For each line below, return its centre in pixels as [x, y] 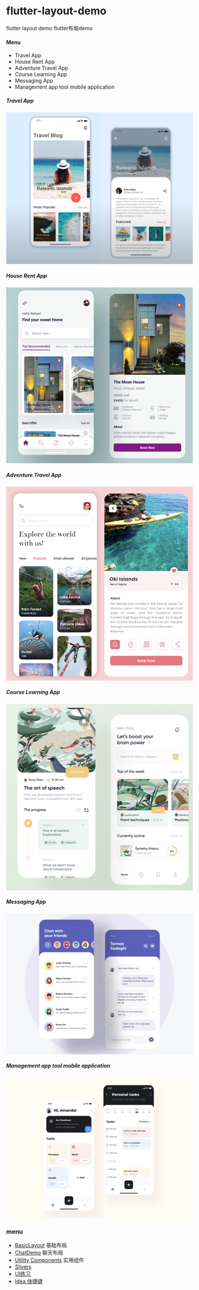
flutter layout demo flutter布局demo [49, 28]
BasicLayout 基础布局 [41, 1245]
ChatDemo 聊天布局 [39, 1253]
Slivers [23, 1267]
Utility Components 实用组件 [49, 1260]
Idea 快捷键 [29, 1281]
